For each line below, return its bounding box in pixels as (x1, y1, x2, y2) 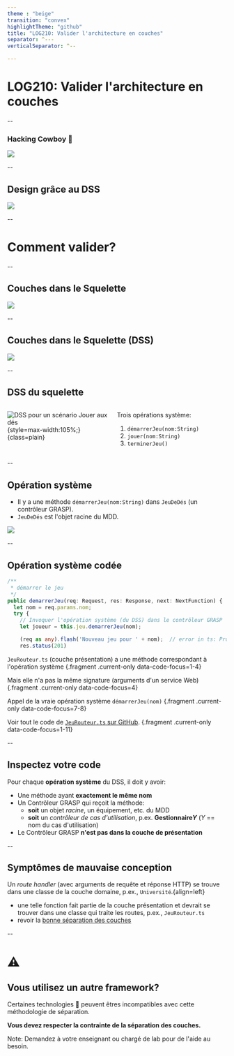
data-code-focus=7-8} (20, 704, 87, 713)
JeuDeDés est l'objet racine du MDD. (17, 512, 119, 521)
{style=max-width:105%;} (7, 426, 81, 434)
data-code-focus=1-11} (7, 725, 73, 734)
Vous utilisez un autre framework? (7, 982, 159, 993)
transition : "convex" (7, 17, 70, 24)
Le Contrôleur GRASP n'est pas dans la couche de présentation (17, 828, 203, 836)
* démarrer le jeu (10, 584, 64, 591)
